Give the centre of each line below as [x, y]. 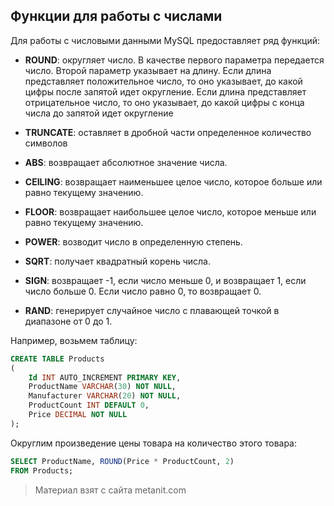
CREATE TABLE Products [57, 359]
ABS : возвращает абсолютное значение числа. [126, 162]
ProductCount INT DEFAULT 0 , [89, 405]
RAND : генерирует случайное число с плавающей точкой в [152, 310]
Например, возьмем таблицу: [74, 340]
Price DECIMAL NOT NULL [78, 415]
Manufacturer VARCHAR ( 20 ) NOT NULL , [105, 396]
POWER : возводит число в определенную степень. [133, 241]
